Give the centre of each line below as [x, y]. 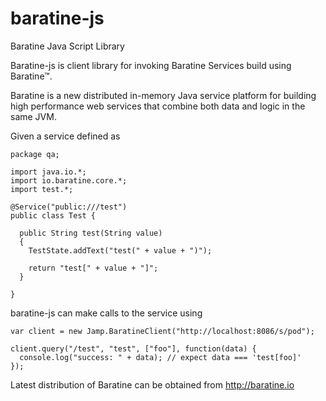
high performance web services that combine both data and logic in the [158, 106]
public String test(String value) [91, 233]
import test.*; [42, 189]
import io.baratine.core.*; [69, 180]
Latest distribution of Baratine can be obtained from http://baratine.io [152, 384]
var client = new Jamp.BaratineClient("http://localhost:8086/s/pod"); [162, 331]
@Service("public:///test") [69, 207]
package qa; [35, 154]
